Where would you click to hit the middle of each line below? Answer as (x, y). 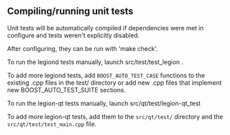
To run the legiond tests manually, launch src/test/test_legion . (95, 62)
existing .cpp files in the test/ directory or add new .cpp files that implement (114, 83)
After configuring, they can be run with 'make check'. (83, 48)
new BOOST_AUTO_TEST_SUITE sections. (66, 90)
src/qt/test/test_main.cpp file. (52, 124)
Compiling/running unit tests (70, 11)
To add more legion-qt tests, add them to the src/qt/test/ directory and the (115, 116)
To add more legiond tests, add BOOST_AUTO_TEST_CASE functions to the (106, 75)
